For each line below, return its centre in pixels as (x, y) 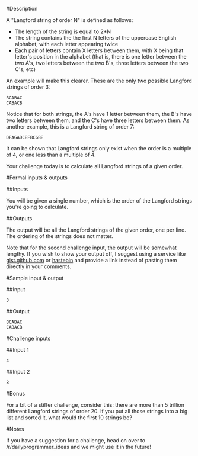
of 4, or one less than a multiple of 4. (51, 155)
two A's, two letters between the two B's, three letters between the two (101, 63)
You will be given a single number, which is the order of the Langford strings (99, 200)
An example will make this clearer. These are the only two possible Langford (99, 81)
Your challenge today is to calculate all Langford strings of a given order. (95, 166)
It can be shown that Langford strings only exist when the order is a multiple (99, 148)
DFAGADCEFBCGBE (25, 137)
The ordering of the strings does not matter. (60, 236)
